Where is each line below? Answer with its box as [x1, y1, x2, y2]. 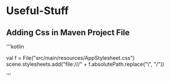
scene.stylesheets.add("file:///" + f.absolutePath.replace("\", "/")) [6, 60, 165, 67]
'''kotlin [6, 43, 24, 50]
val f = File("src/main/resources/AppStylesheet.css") [6, 55, 135, 61]
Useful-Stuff [6, 4, 69, 18]
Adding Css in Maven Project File [6, 28, 130, 38]
